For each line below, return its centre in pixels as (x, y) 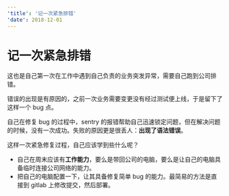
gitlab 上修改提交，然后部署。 (72, 185)
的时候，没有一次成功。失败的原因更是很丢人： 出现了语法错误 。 (97, 130)
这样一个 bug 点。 (32, 107)
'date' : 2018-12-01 (35, 20)
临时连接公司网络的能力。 (59, 168)
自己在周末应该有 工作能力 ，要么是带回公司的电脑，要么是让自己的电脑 (116, 159)
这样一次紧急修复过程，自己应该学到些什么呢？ (73, 145)
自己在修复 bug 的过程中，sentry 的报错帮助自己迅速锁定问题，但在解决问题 (114, 122)
